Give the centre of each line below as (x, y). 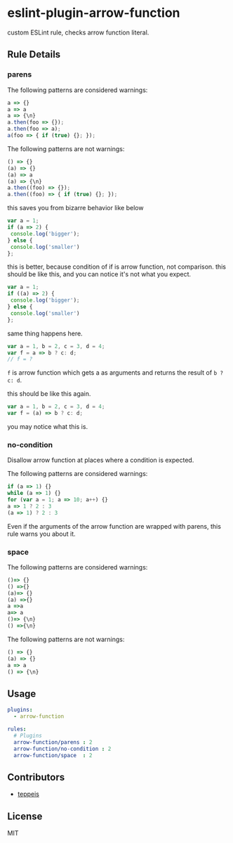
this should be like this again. (49, 394)
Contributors (36, 777)
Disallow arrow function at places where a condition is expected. (101, 460)
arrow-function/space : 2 (53, 755)
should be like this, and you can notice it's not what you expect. (99, 274)
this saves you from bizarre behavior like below (75, 208)
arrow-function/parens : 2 (53, 742)
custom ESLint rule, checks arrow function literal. (78, 32)
